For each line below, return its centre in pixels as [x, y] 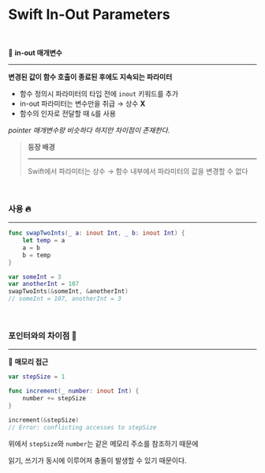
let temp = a [44, 241]
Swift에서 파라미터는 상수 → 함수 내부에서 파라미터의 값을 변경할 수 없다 [138, 171]
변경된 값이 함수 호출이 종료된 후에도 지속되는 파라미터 [90, 77]
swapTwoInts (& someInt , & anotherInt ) [68, 291]
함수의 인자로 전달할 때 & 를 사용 [68, 113]
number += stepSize [54, 399]
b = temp [37, 255]
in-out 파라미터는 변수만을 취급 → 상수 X [82, 103]
